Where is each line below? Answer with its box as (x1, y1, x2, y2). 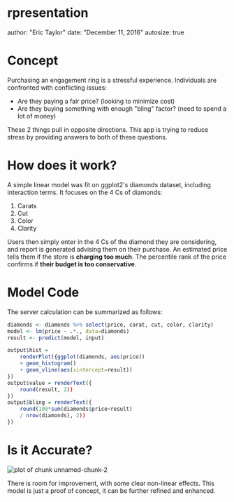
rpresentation (7, 5, 89, 21)
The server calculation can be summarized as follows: (7, 307, 163, 316)
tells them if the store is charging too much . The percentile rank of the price (7, 252, 227, 261)
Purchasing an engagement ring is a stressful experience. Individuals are (7, 76, 217, 84)
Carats (17, 201, 37, 210)
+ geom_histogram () (20, 360, 77, 367)
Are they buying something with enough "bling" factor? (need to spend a (17, 104, 227, 113)
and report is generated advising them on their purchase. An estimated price (7, 245, 228, 253)
